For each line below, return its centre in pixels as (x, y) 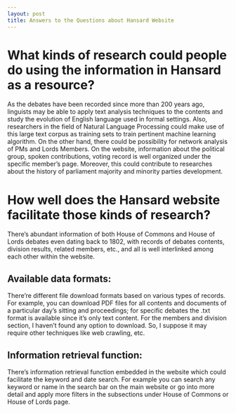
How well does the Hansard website (114, 200)
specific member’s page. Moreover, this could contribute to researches (110, 164)
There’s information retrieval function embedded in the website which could (117, 372)
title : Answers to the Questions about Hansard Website (91, 20)
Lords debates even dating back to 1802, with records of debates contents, (116, 242)
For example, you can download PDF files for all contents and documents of (117, 303)
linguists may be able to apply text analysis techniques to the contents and (115, 112)
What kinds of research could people (117, 55)
